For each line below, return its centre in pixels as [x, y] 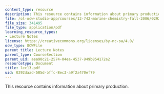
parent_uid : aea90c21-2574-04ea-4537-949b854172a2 [58, 59]
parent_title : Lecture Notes [35, 50]
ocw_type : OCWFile [24, 46]
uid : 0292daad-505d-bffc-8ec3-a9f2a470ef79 [50, 73]
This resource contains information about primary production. [67, 86]
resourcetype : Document [29, 63]
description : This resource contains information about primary [72, 14]
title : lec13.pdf [23, 68]
